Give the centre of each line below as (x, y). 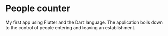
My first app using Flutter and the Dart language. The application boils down (84, 22)
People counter (38, 9)
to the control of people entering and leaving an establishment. (70, 27)
